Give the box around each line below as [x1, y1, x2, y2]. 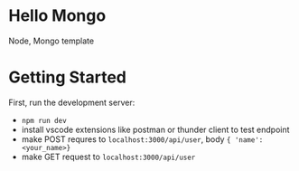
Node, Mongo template [8, 35, 95, 46]
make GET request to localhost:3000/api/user [21, 151, 196, 162]
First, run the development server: [8, 97, 135, 108]
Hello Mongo [8, 5, 107, 26]
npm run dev [21, 116, 67, 125]
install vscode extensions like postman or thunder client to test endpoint [21, 124, 290, 135]
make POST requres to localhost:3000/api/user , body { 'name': [21, 133, 264, 145]
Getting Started [8, 67, 127, 88]
